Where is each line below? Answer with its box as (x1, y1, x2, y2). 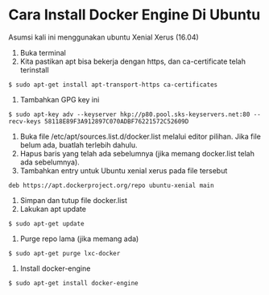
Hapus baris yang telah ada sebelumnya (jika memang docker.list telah (19, 148, 255, 158)
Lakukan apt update (19, 204, 87, 214)
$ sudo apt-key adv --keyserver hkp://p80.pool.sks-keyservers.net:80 (8, 110, 250, 118)
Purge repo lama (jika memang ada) (19, 234, 139, 243)
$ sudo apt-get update (8, 219, 85, 227)
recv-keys (8, 117, 42, 126)
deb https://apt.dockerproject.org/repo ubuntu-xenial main (8, 181, 215, 189)
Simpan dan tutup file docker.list (19, 195, 127, 205)
